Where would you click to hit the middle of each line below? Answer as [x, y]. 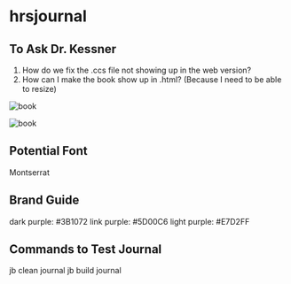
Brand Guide [44, 200]
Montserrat [30, 172]
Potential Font [48, 151]
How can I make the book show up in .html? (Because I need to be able [152, 80]
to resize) [39, 89]
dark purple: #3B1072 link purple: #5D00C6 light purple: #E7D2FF [130, 221]
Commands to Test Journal [86, 249]
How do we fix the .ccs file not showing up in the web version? [136, 70]
